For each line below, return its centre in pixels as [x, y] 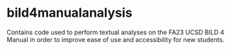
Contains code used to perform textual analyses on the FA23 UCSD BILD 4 [115, 32]
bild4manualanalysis [69, 13]
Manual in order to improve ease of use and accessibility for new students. [115, 39]
